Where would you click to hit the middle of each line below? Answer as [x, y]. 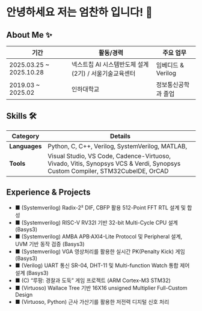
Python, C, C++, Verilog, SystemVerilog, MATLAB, [118, 146]
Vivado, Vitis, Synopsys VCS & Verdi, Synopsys [114, 163]
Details [121, 136]
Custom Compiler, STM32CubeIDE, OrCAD [108, 171]
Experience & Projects [48, 192]
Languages [26, 146]
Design [24, 294]
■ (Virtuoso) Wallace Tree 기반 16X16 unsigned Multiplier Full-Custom [101, 288]
